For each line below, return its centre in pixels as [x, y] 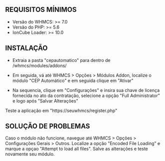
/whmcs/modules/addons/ [39, 65]
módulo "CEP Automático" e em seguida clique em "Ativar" [73, 80]
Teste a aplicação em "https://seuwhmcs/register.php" [61, 110]
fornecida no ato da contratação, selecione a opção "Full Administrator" [86, 95]
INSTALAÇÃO [26, 48]
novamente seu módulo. [30, 154]
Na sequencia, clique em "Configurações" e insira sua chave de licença [86, 90]
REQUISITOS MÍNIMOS [41, 10]
